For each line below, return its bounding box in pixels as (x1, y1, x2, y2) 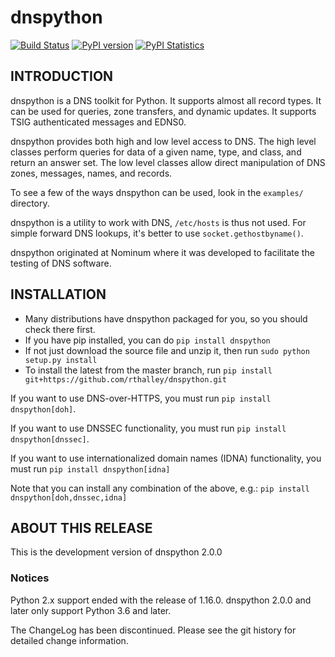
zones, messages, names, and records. (10, 167, 173, 179)
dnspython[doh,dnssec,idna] (10, 492, 128, 503)
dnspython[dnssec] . (10, 432, 90, 445)
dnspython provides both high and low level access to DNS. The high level (10, 135, 317, 147)
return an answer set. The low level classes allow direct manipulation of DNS (10, 156, 326, 168)
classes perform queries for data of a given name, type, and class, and (10, 146, 302, 158)
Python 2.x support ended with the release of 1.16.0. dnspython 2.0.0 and (10, 594, 312, 606)
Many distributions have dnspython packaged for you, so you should (24, 312, 308, 325)
